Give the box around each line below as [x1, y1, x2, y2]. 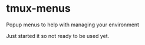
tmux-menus [6, 2, 71, 15]
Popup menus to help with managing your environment [6, 21, 140, 28]
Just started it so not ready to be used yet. [6, 32, 110, 39]
